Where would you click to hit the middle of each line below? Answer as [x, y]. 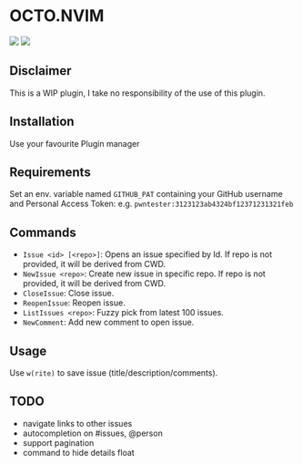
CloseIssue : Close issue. [68, 294]
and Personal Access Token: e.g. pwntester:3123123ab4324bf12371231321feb [151, 204]
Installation [42, 122]
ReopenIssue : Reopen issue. [74, 303]
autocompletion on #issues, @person [93, 433]
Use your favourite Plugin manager [75, 143]
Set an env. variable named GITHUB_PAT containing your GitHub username [146, 194]
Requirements [50, 172]
